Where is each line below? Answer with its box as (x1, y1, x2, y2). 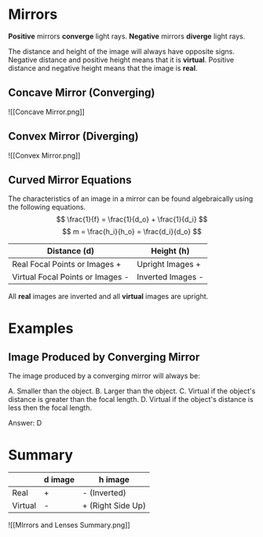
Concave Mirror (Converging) (8, 86, 155, 100)
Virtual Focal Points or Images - (12, 272, 130, 283)
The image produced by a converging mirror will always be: (8, 371, 200, 381)
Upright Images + (137, 259, 202, 270)
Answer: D (8, 418, 42, 428)
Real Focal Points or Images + (12, 259, 122, 270)
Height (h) (150, 246, 190, 257)
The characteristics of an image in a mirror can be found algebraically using (8, 194, 254, 203)
